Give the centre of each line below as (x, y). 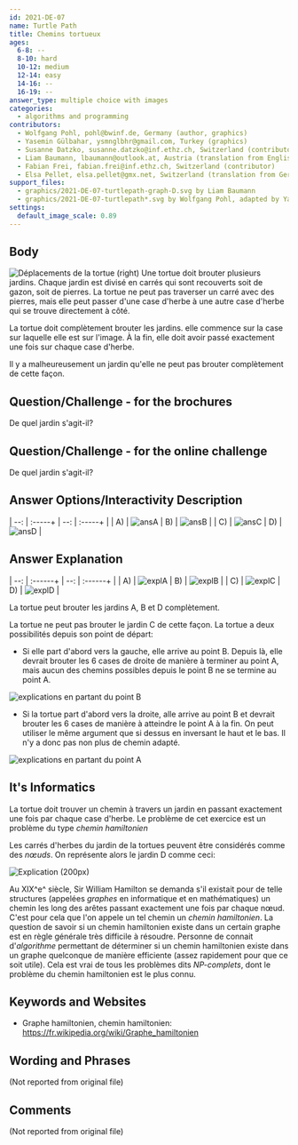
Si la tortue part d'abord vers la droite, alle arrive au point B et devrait (148, 714)
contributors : (35, 125)
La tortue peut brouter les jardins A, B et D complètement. (114, 607)
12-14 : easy (39, 76)
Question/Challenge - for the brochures (121, 401)
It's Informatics (52, 788)
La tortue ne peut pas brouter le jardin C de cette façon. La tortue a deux (142, 624)
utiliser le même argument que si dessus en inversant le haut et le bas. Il (154, 733)
